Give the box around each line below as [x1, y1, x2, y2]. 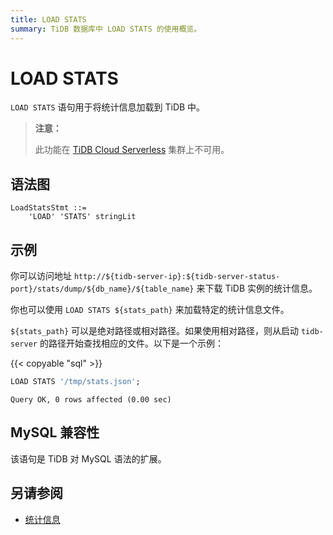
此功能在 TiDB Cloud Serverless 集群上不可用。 [34, 144, 230, 156]
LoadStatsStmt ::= [10, 203, 87, 213]
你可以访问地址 [10, 270, 72, 282]
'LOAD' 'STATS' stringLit [28, 212, 137, 222]
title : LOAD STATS [10, 14, 87, 25]
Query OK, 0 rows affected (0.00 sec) [10, 394, 172, 405]
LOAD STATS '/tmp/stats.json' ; [10, 377, 141, 387]
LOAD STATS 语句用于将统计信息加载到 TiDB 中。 [10, 101, 206, 113]
